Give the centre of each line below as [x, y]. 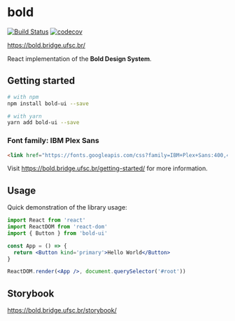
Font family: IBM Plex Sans [53, 141]
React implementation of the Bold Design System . [79, 59]
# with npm [23, 97]
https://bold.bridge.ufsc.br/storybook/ [62, 310]
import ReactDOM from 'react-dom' [58, 227]
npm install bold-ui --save [48, 103]
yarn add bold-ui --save [43, 123]
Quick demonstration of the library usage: [67, 207]
